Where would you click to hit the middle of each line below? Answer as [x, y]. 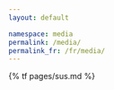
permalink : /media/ [45, 42]
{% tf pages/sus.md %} [52, 76]
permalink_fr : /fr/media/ [57, 50]
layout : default [39, 18]
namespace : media [41, 34]
